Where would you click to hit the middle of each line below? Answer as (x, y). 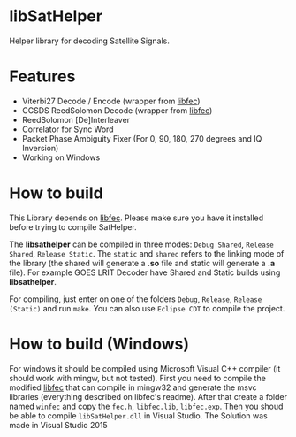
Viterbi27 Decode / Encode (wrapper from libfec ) (111, 101)
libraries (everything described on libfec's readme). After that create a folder (148, 396)
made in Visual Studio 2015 (58, 425)
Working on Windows (61, 157)
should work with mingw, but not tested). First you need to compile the (138, 378)
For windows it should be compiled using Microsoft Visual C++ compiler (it (145, 368)
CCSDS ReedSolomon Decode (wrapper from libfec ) (117, 110)
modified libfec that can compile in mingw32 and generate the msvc (133, 387)
